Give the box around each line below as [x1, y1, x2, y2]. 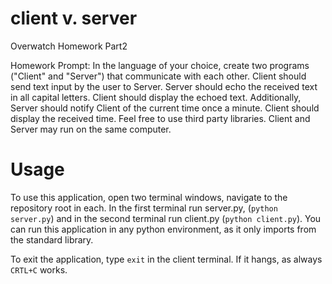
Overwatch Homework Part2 [10, 40, 128, 52]
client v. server [10, 7, 138, 30]
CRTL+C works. [10, 263, 68, 276]
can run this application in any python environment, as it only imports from [10, 223, 317, 235]
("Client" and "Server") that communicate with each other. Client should [10, 70, 307, 82]
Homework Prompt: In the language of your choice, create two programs [10, 59, 310, 71]
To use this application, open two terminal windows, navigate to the [10, 191, 288, 203]
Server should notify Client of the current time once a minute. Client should [10, 102, 320, 114]
